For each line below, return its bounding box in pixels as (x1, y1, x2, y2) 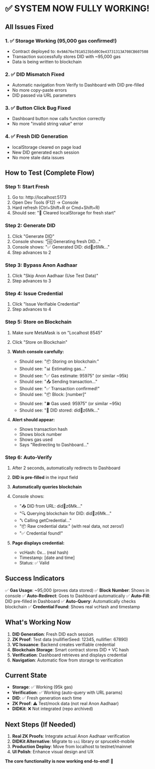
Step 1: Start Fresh (5, 184, 50, 190)
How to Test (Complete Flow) (5, 169, 95, 177)
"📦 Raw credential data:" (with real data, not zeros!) (19, 523, 124, 529)
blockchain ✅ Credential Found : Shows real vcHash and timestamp (5, 603, 140, 609)
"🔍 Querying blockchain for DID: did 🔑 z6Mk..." (19, 510, 112, 516)
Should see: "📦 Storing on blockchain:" (19, 358, 100, 364)
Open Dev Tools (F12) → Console (12, 200, 79, 206)
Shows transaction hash (19, 426, 68, 432)
